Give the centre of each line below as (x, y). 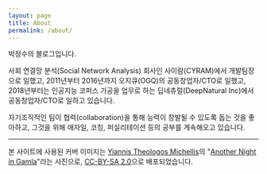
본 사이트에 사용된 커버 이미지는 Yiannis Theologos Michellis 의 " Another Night (132, 152)
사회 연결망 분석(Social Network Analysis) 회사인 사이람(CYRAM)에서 (118, 71)
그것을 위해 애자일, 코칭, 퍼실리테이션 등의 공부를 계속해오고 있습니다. (138, 127)
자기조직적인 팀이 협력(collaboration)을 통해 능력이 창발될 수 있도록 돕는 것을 (128, 118)
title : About (30, 23)
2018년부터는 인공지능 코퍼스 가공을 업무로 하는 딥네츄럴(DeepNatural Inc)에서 (131, 91)
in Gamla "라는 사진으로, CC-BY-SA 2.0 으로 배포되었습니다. (101, 162)
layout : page (30, 15)
